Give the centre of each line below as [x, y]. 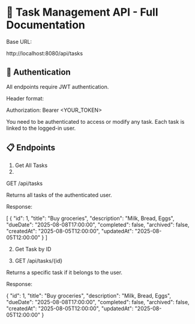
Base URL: [19, 41]
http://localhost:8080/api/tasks [44, 53]
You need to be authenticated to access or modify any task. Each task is [95, 121]
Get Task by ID [33, 249]
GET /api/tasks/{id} [39, 260]
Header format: [25, 98]
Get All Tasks [31, 165]
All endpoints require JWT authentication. [58, 87]
